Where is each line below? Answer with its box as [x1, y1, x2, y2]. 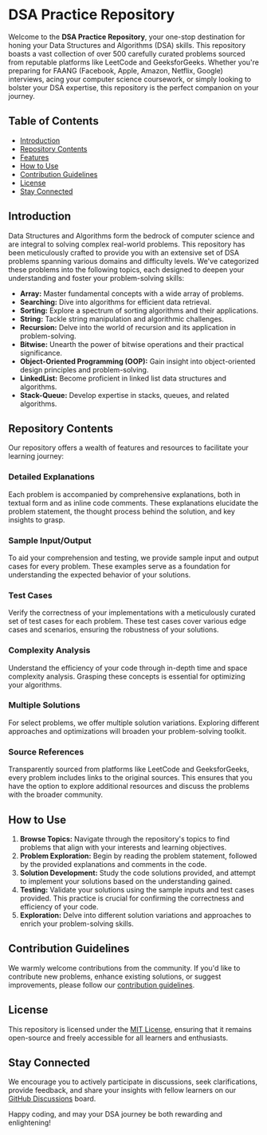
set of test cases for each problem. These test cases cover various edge [8, 617, 247, 626]
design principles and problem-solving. [19, 365, 149, 374]
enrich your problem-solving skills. [19, 919, 134, 928]
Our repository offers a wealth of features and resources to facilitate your [8, 443, 249, 452]
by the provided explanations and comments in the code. [19, 859, 207, 869]
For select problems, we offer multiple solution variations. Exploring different [8, 718, 260, 727]
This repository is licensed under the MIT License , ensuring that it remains [8, 1024, 253, 1034]
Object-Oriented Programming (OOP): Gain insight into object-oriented [19, 357, 256, 366]
